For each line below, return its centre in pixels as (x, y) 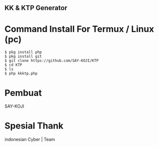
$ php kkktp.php (21, 73)
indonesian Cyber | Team (30, 139)
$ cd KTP (13, 65)
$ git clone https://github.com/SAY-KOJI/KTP (51, 61)
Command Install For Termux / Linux (79, 29)
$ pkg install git (23, 56)
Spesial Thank (34, 126)
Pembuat (23, 93)
